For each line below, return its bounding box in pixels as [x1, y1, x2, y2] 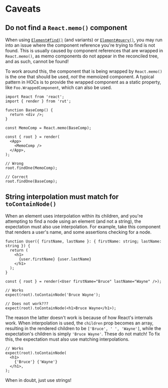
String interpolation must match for [5, 193, 119, 201]
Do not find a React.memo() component [5, 23, 128, 32]
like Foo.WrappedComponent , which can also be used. [5, 84, 112, 91]
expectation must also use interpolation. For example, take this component [5, 223, 161, 229]
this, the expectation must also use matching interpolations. [5, 336, 130, 342]
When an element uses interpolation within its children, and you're [5, 213, 143, 219]
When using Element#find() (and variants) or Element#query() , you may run [5, 37, 163, 43]
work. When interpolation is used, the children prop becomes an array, [5, 320, 154, 326]
